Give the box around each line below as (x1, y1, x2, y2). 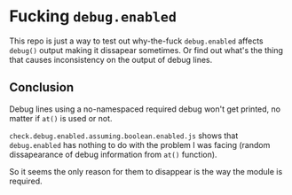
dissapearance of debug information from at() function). (9, 149, 217, 160)
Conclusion (9, 80, 75, 95)
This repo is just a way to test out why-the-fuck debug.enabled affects (9, 35, 264, 46)
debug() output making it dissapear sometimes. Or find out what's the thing (9, 44, 284, 55)
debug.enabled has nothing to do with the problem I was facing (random (9, 139, 271, 150)
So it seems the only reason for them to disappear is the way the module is (9, 166, 283, 176)
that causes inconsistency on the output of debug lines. (9, 54, 213, 65)
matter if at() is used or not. (9, 113, 113, 123)
